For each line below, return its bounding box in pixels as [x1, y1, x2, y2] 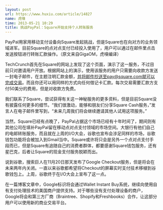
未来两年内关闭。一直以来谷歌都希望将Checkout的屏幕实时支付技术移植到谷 [5, 165, 156, 171]
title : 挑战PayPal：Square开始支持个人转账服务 [5, 25, 94, 30]
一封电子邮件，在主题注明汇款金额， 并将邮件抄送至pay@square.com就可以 [5, 74, 155, 80]
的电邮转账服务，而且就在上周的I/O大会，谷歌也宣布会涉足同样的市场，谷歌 [5, 130, 156, 136]
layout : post [5, 7, 32, 12]
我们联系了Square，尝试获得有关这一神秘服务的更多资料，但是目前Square [5, 96, 153, 102]
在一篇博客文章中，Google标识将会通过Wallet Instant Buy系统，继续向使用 [5, 181, 153, 187]
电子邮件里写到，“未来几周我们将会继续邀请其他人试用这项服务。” [17, 108, 147, 114]
